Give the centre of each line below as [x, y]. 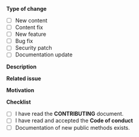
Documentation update [44, 55]
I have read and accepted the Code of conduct [74, 121]
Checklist [19, 102]
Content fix [29, 27]
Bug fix [24, 41]
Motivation [20, 90]
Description [22, 67]
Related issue [24, 79]
